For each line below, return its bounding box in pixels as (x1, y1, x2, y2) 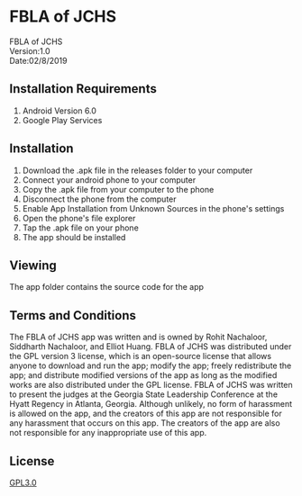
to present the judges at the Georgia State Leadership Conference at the (9, 389, 278, 400)
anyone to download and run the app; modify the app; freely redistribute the (9, 360, 292, 371)
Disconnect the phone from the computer (22, 194, 178, 204)
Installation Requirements (9, 81, 158, 96)
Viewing (9, 257, 57, 273)
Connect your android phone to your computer (22, 174, 197, 185)
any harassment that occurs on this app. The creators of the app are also (9, 418, 281, 428)
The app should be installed (22, 231, 126, 242)
